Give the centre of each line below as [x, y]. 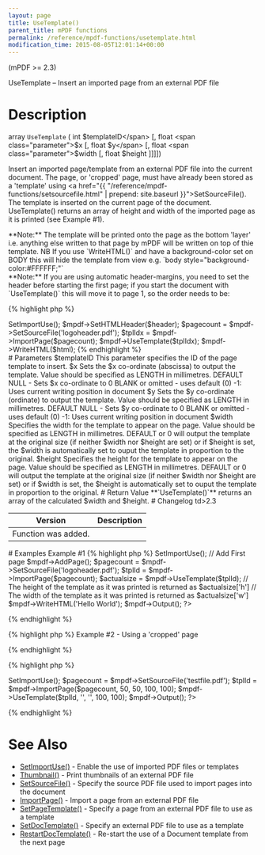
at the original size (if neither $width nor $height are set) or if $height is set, [132, 442]
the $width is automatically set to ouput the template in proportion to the [126, 450]
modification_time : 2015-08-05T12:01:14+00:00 [86, 45]
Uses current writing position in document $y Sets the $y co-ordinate [121, 392]
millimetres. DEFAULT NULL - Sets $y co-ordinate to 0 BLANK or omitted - [129, 408]
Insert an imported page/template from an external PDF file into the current [131, 169]
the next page [42, 842]
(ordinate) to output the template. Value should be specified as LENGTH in [129, 400]
